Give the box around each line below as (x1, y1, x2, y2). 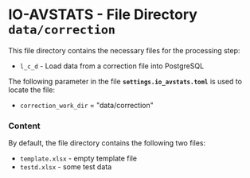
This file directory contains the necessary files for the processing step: (8, 45, 240, 55)
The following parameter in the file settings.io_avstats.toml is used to (8, 76, 243, 86)
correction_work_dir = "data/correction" (19, 100, 154, 110)
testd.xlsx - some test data (19, 162, 112, 172)
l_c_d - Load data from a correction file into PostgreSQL (19, 61, 205, 71)
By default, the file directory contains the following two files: (8, 138, 205, 148)
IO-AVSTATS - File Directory (8, 6, 197, 24)
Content (8, 120, 41, 131)
